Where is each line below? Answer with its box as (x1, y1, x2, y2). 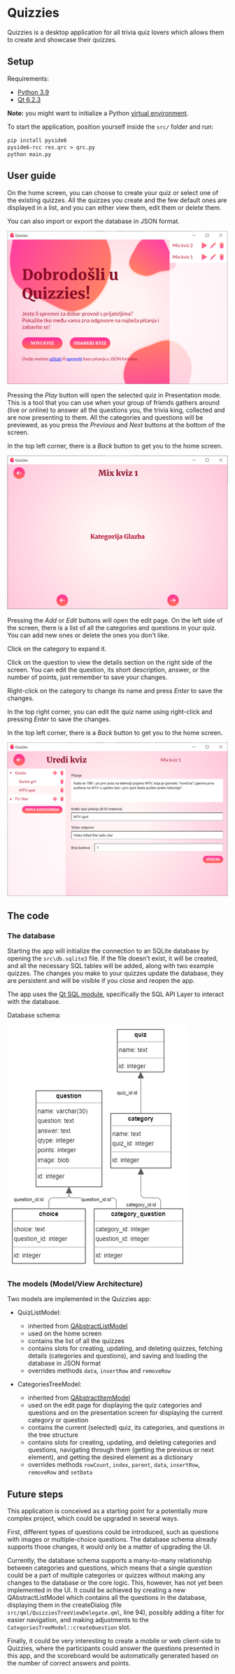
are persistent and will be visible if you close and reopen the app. (7, 977, 195, 985)
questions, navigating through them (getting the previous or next (27, 1446, 214, 1454)
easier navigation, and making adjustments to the (7, 1616, 149, 1624)
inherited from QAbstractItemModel (27, 1393, 131, 1402)
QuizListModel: (17, 1308, 62, 1317)
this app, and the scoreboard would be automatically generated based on (7, 1652, 219, 1660)
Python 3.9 (17, 87, 50, 96)
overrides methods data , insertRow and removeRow (27, 1366, 171, 1375)
